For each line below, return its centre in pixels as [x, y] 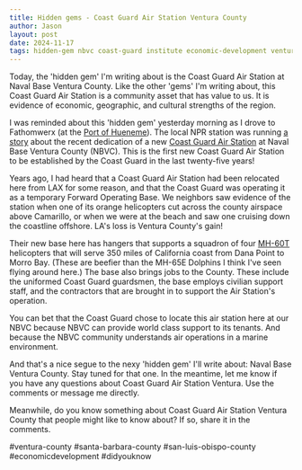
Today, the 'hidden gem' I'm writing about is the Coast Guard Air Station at [147, 76]
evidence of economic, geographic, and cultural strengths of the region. [143, 105]
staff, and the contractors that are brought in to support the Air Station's [142, 291]
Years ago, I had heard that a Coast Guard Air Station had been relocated [145, 178]
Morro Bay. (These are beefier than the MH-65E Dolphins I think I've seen [145, 262]
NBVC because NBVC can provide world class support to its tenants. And [145, 328]
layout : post [34, 34]
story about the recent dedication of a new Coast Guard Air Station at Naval [149, 142]
